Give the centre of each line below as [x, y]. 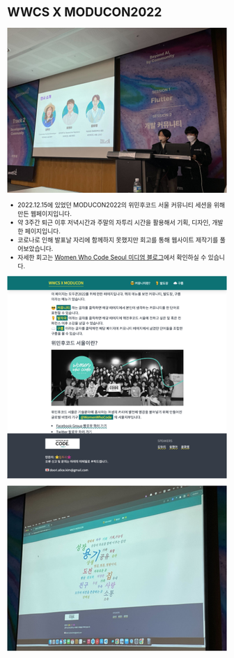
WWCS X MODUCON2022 [85, 12]
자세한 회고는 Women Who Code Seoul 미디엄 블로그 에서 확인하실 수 [112, 257]
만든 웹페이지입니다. [44, 213]
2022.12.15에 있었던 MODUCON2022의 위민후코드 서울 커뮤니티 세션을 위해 [121, 205]
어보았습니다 [34, 248]
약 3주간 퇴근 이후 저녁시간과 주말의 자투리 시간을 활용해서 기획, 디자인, [114, 222]
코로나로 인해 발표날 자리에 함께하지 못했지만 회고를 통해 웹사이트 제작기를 [118, 240]
